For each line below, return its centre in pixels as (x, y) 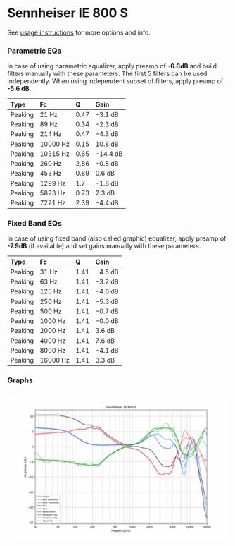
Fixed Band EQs (34, 223)
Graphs (20, 380)
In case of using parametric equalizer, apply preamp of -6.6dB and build (112, 66)
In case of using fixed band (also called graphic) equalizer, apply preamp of (117, 238)
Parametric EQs (34, 51)
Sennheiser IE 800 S (68, 13)
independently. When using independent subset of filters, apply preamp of (115, 81)
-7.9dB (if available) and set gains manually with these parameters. (104, 246)
